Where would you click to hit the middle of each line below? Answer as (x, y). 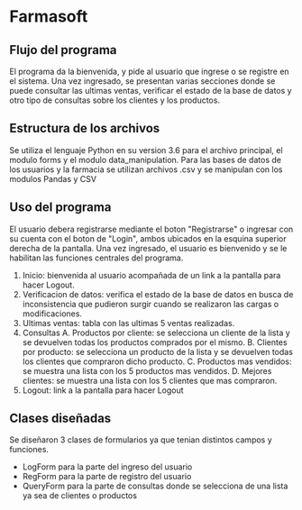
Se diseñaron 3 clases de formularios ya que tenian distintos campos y (141, 440)
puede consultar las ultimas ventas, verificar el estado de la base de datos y (151, 91)
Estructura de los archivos (85, 128)
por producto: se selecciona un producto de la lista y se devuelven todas (157, 351)
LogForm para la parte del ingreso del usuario (107, 467)
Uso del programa (60, 208)
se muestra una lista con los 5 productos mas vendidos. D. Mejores (147, 370)
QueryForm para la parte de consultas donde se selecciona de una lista (155, 486)
